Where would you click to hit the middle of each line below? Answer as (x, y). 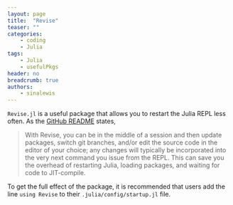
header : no (23, 73)
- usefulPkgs (39, 67)
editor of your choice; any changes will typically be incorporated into (125, 150)
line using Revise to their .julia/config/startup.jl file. (89, 194)
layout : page (27, 14)
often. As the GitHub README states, (61, 121)
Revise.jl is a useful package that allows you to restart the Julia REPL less (116, 114)
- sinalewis (38, 93)
